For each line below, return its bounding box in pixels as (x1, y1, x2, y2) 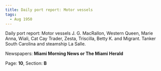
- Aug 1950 (10, 16, 33, 21)
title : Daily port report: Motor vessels (5, 7, 93, 12)
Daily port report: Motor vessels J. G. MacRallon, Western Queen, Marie (5, 30, 153, 36)
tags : (5, 12, 17, 17)
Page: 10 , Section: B (5, 60, 47, 66)
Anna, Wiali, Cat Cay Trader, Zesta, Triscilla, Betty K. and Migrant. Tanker (5, 35, 156, 41)
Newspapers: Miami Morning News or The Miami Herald (5, 50, 124, 56)
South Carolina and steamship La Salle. (5, 41, 86, 47)
